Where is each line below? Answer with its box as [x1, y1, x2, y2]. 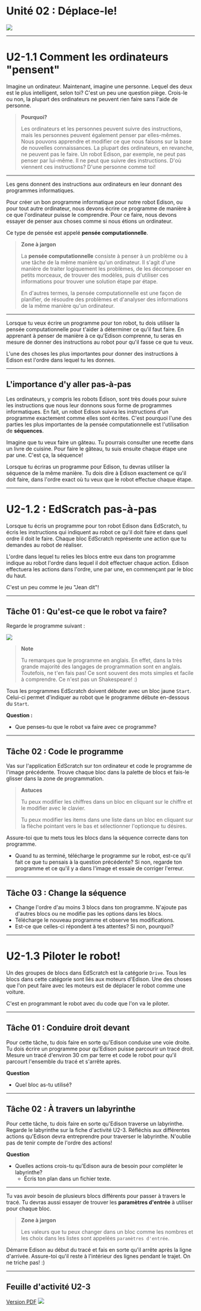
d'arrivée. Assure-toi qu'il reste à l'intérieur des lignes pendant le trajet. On [6, 1252, 191, 1259]
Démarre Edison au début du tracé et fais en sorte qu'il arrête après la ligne [6, 1246, 192, 1253]
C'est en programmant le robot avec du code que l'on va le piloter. [6, 1000, 169, 1007]
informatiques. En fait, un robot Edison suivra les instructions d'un [6, 408, 169, 415]
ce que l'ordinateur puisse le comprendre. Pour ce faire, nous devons [6, 211, 177, 218]
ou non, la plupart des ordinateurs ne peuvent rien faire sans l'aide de [6, 95, 178, 102]
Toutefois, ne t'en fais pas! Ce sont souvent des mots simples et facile [20, 670, 194, 677]
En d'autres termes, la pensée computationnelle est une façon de [20, 289, 182, 296]
